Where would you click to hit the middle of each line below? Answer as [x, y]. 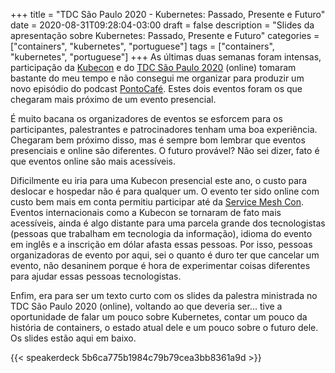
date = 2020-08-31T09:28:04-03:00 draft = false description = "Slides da [162, 25]
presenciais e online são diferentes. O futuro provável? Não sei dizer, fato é [165, 150]
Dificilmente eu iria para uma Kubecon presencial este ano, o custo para [159, 180]
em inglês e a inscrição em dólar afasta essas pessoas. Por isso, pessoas [161, 244]
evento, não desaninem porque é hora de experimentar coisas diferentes [160, 265]
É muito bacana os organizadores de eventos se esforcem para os [146, 118]
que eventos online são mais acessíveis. [93, 161]
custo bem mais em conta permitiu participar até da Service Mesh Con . [157, 202]
